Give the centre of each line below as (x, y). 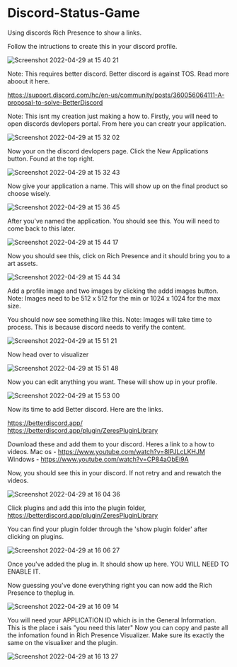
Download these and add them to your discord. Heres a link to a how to (111, 444)
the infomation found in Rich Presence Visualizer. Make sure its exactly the (116, 635)
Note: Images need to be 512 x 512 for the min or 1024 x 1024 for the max (114, 298)
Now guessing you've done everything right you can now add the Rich (110, 585)
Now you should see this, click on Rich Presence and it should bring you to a (119, 255)
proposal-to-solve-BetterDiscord (55, 102)
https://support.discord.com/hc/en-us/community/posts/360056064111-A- (116, 95)
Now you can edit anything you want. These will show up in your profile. (112, 382)
